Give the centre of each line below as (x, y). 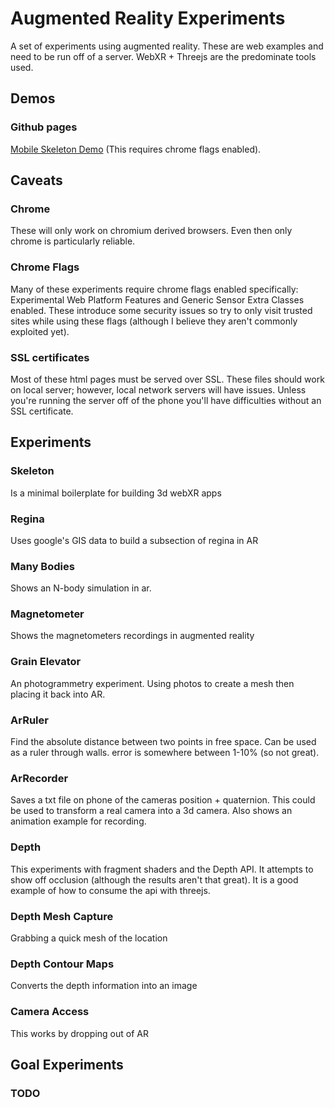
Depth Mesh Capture (62, 916)
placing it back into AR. (58, 694)
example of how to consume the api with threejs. (110, 890)
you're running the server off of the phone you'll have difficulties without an (166, 400)
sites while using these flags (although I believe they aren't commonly (154, 321)
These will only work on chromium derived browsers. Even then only (151, 231)
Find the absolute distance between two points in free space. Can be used (163, 742)
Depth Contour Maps (62, 964)
